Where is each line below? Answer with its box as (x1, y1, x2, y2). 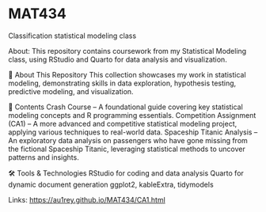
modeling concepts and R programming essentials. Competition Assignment (8, 110, 256, 119)
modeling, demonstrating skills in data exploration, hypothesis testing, (8, 78, 237, 88)
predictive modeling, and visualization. (8, 86, 134, 96)
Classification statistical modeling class (8, 31, 137, 40)
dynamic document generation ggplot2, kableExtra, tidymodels (8, 180, 214, 189)
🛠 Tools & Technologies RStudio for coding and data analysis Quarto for (8, 168, 244, 178)
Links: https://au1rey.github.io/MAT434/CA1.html (8, 195, 166, 204)
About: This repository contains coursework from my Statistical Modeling (8, 46, 247, 55)
